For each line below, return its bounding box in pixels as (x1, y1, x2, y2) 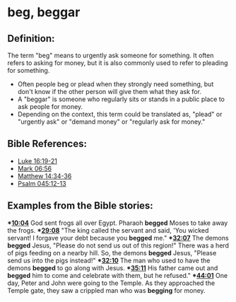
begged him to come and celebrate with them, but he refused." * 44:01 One (7, 271, 228, 279)
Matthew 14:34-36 (17, 171, 72, 180)
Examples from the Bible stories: (7, 199, 153, 212)
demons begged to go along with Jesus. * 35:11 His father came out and (7, 263, 218, 272)
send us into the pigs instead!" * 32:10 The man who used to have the (7, 256, 211, 265)
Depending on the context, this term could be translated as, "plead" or (17, 110, 223, 118)
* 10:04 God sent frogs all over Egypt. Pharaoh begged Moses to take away (7, 219, 228, 227)
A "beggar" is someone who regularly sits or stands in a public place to (17, 95, 225, 103)
